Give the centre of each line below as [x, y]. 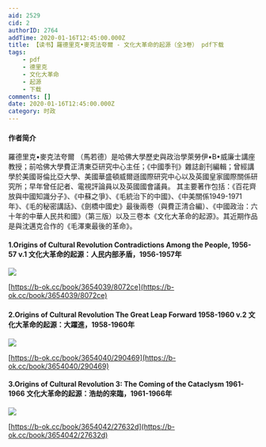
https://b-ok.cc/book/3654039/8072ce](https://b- [93, 287]
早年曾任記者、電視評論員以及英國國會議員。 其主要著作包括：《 [132, 186]
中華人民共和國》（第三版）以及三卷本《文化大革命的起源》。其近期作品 [143, 216]
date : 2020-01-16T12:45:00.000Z [61, 104]
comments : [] [30, 97]
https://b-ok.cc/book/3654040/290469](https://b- [93, 357]
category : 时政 [32, 112]
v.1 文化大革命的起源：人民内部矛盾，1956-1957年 [100, 254]
